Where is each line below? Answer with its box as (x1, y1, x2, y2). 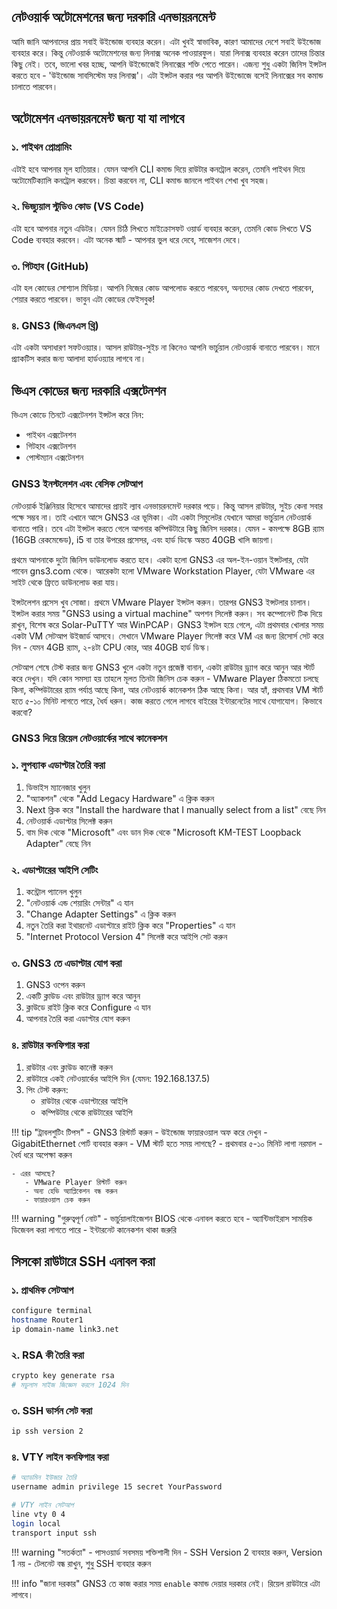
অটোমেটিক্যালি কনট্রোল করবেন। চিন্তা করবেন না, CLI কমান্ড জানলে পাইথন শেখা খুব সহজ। (11, 174, 271, 186)
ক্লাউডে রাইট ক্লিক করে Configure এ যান (25, 1001, 151, 1014)
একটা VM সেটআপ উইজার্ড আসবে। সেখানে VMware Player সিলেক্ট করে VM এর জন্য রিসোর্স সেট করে (11, 630, 324, 642)
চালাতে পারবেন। (11, 80, 59, 92)
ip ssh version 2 (11, 1426, 84, 1437)
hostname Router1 (11, 1315, 84, 1325)
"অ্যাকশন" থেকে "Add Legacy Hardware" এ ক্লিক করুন (25, 792, 215, 804)
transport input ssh (11, 1528, 98, 1538)
